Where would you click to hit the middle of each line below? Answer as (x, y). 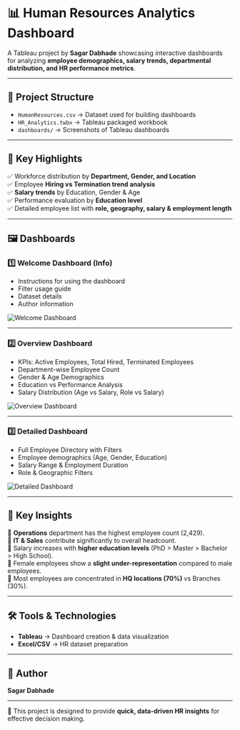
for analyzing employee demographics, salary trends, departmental (109, 60)
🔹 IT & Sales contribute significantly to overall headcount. (92, 540)
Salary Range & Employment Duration (73, 465)
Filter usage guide (44, 289)
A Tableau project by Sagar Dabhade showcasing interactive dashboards (115, 53)
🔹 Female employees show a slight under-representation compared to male (120, 563)
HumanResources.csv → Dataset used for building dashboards (107, 114)
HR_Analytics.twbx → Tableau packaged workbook (92, 122)
